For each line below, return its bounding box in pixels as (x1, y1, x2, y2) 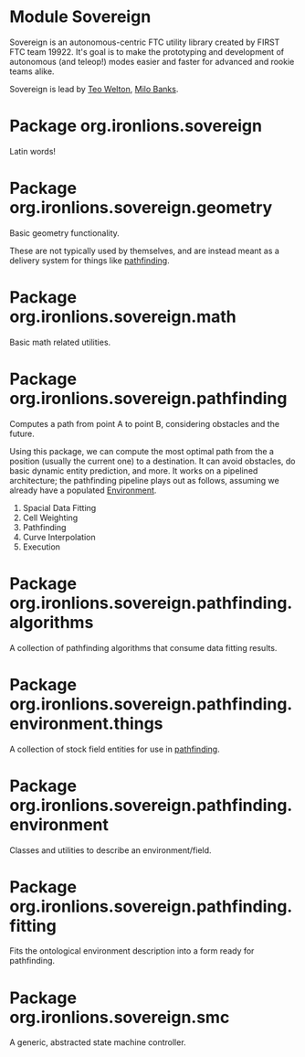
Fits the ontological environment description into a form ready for (9, 945, 255, 956)
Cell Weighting (22, 512, 79, 523)
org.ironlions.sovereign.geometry (9, 198, 273, 219)
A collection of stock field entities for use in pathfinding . (9, 743, 221, 754)
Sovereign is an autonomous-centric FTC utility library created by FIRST (9, 37, 280, 48)
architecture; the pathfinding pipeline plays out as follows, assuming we (9, 475, 280, 486)
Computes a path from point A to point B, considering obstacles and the (9, 418, 280, 429)
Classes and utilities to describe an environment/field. (9, 844, 212, 856)
